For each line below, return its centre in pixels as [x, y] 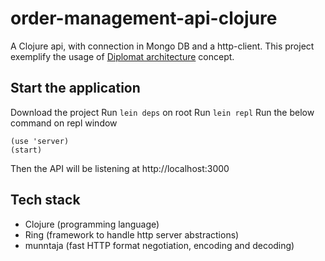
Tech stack [45, 200]
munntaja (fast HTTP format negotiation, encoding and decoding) [159, 245]
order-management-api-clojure [144, 18]
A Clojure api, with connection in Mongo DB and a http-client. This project [162, 46]
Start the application [75, 88]
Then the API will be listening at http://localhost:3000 [120, 168]
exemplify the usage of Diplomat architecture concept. [122, 56]
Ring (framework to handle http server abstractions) [132, 234]
